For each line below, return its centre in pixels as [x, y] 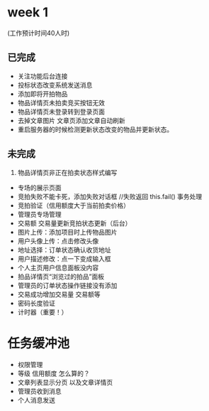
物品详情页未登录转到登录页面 [61, 112]
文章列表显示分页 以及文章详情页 [65, 382]
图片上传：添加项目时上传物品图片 [67, 232]
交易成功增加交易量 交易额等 [59, 294]
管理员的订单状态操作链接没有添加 [67, 285]
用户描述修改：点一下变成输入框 [64, 258]
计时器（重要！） [43, 312]
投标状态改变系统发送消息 [55, 85]
